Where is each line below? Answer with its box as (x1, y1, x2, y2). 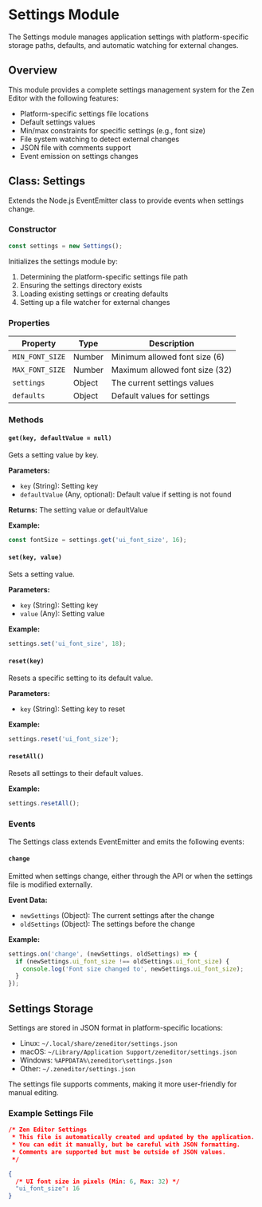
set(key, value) (8, 553, 62, 561)
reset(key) (8, 657, 45, 665)
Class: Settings (8, 174, 86, 188)
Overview (8, 64, 58, 77)
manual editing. (8, 1087, 59, 1097)
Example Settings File (8, 1107, 94, 1118)
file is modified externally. (8, 880, 93, 889)
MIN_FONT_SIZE (12, 353, 66, 362)
